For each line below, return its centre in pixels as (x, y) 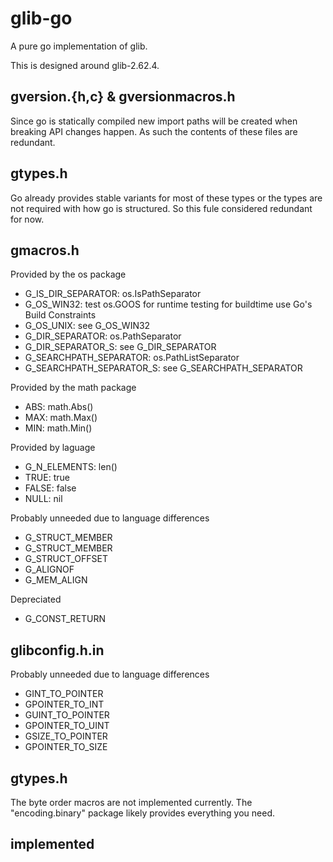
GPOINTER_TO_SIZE (66, 747)
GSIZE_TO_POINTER (66, 736)
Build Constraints (60, 315)
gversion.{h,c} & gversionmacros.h (123, 97)
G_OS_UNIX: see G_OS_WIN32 (87, 326)
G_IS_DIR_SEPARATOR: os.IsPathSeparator (113, 294)
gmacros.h (45, 250)
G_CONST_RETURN (65, 619)
